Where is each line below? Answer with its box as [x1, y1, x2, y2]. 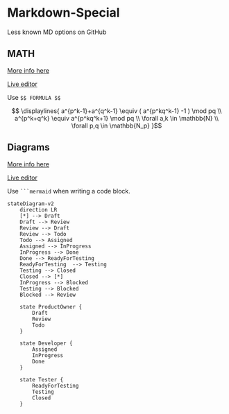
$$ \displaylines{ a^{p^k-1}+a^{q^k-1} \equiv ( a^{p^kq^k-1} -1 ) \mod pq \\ [11, 106, 222, 115]
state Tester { [19, 376, 64, 383]
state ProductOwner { [19, 303, 82, 310]
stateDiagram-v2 [7, 200, 54, 207]
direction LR [19, 206, 58, 213]
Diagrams [7, 141, 50, 153]
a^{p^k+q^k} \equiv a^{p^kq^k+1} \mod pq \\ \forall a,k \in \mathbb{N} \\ [15, 114, 219, 122]
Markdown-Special [7, 5, 120, 21]
